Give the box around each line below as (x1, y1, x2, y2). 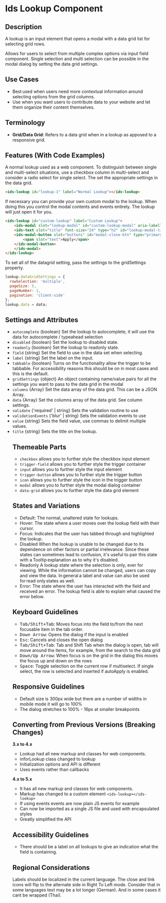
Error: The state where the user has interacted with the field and (19, 583, 150, 589)
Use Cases (5, 75, 39, 84)
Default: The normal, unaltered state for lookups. (19, 515, 119, 521)
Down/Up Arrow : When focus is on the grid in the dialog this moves (19, 653, 158, 658)
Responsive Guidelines (12, 683, 85, 691)
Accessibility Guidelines (12, 830, 89, 839)
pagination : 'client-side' (9, 292, 65, 298)
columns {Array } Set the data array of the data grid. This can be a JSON (12, 386, 157, 393)
